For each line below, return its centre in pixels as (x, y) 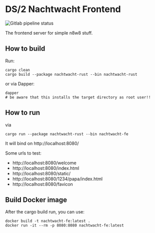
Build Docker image (36, 200)
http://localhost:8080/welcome (44, 163)
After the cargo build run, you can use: (45, 212)
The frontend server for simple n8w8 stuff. (49, 33)
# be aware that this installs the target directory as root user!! (78, 97)
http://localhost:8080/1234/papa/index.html (57, 179)
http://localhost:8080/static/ (41, 173)
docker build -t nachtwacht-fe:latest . (48, 221)
